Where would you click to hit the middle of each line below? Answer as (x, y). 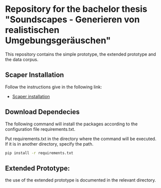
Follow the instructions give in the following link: (54, 87)
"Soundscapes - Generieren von (72, 19)
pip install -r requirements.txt (39, 153)
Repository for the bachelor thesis (76, 9)
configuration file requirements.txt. (40, 129)
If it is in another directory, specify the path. (49, 144)
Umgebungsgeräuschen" (58, 41)
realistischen (32, 30)
